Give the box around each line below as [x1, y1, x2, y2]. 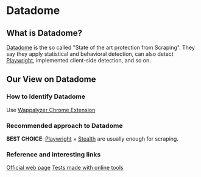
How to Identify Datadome [6, 92, 85, 101]
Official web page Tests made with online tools [6, 164, 124, 172]
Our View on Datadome [6, 74, 96, 85]
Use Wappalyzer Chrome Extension [6, 106, 96, 113]
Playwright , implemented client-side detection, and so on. [6, 57, 151, 64]
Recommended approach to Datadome [6, 121, 123, 130]
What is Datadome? [6, 28, 83, 38]
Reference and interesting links [6, 150, 101, 158]
